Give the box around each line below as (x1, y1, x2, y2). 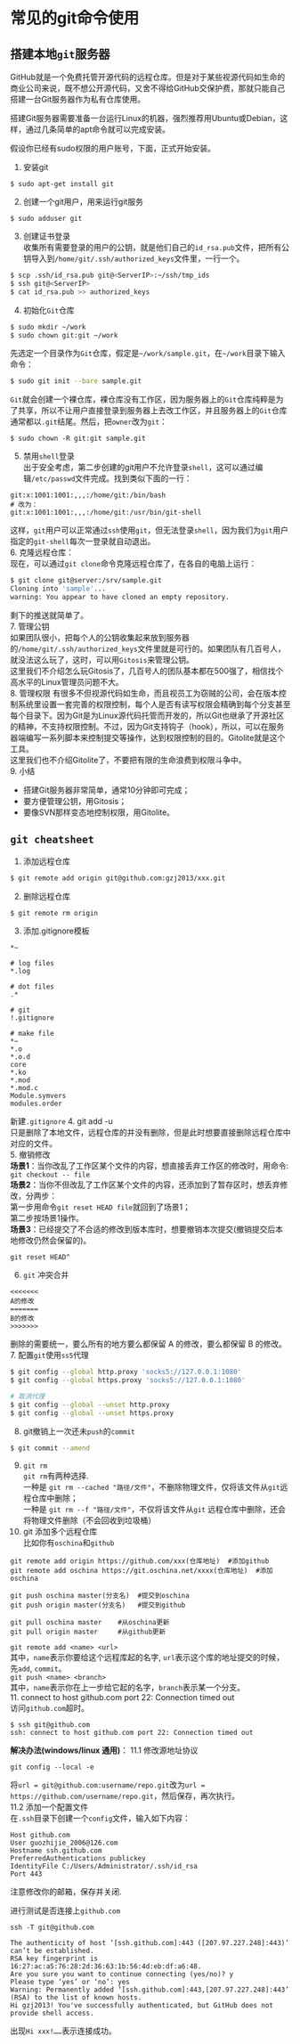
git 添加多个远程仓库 (22, 1526, 98, 1536)
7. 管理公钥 (10, 621, 50, 631)
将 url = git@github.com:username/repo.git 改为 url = (10, 1779, 206, 1790)
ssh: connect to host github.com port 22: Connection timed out (10, 1728, 254, 1737)
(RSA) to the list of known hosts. (10, 1992, 142, 2002)
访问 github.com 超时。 (10, 1702, 90, 1713)
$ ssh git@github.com (10, 1720, 91, 1729)
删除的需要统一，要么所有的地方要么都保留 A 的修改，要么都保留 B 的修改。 (10, 1339, 288, 1349)
